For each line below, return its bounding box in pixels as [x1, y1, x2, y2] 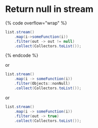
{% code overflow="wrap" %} [5, 20, 67, 26]
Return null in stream [5, 3, 93, 15]
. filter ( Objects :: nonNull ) [14, 81, 70, 86]
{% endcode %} [5, 52, 38, 58]
